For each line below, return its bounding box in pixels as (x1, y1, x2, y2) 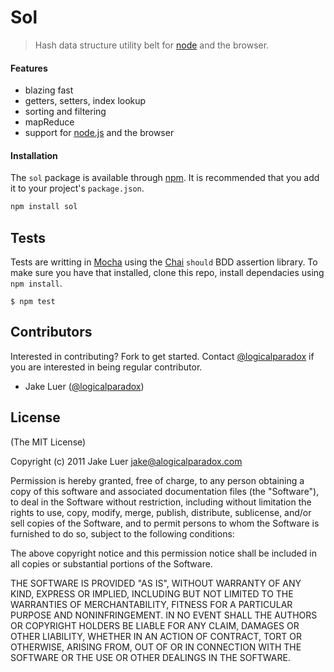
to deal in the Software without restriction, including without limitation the (10, 496, 312, 508)
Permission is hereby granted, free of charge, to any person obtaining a (10, 474, 305, 486)
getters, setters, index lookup (24, 95, 147, 107)
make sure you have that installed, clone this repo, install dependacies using (10, 267, 325, 279)
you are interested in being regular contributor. (10, 361, 203, 373)
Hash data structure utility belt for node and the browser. (34, 39, 270, 51)
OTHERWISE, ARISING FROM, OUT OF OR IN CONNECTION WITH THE (10, 641, 302, 653)
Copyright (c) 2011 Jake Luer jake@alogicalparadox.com (10, 455, 243, 467)
